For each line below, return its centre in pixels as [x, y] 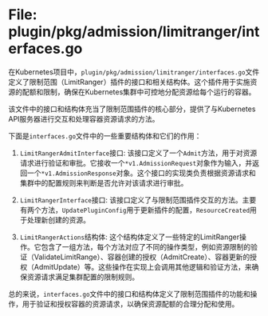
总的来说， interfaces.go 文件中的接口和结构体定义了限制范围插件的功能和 [130, 294]
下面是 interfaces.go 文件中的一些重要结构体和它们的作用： [105, 136]
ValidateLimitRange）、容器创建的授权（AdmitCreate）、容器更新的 [142, 257]
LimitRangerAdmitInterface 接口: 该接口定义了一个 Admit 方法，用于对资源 [138, 153]
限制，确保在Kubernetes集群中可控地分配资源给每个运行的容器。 [149, 92]
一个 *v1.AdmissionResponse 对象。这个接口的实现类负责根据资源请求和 [142, 173]
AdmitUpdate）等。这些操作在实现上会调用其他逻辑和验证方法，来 [143, 266]
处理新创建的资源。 [58, 220]
